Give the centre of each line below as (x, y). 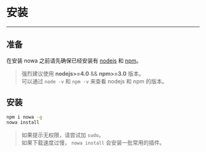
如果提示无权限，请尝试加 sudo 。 (63, 135)
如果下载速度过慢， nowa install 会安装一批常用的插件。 (93, 143)
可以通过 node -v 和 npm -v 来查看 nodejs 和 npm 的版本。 (94, 81)
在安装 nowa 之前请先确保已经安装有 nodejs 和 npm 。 (74, 60)
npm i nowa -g (25, 117)
